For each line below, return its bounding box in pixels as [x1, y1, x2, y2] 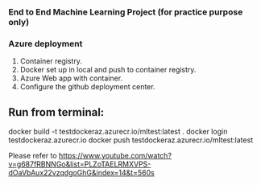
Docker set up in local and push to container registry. [19, 65, 197, 75]
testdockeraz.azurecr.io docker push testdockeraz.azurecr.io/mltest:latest [8, 135, 254, 145]
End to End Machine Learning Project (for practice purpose [8, 6, 243, 18]
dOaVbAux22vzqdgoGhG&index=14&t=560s [8, 168, 155, 178]
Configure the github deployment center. [19, 82, 155, 92]
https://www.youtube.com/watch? [59, 151, 172, 161]
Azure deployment [8, 38, 83, 49]
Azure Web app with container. [19, 73, 123, 83]
